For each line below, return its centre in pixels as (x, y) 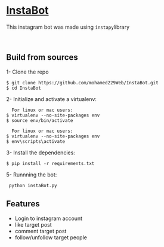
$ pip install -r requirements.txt (50, 163)
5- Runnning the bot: (32, 175)
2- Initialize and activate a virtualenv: (52, 99)
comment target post (41, 231)
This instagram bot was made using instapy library (68, 27)
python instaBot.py (33, 185)
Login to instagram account (48, 218)
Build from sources (42, 57)
